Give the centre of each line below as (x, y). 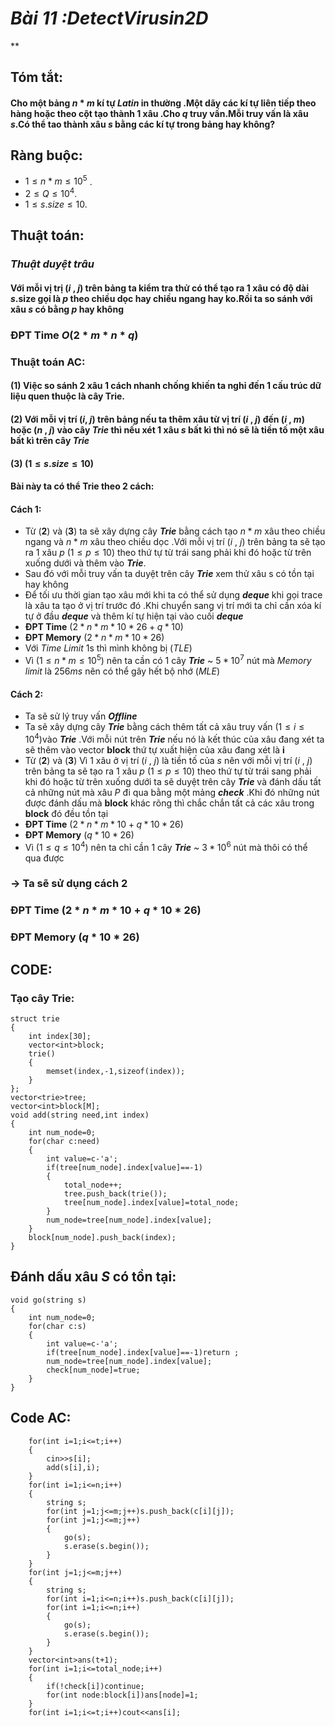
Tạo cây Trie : (42, 998)
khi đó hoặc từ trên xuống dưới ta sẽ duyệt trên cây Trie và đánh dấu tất (173, 781)
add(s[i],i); (73, 1467)
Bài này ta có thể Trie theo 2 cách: (82, 486)
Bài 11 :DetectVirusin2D (109, 18)
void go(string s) (48, 1300)
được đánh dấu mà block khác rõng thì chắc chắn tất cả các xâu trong (169, 803)
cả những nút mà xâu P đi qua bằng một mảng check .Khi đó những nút (172, 792)
